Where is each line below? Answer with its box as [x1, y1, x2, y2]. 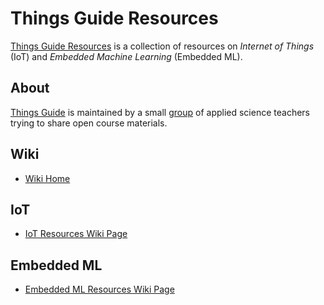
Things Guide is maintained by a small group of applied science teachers [10, 106, 310, 118]
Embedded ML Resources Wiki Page [24, 283, 175, 296]
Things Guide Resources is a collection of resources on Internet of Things [10, 40, 315, 52]
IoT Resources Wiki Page [24, 228, 128, 240]
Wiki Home [24, 172, 71, 184]
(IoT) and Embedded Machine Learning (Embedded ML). [10, 50, 243, 62]
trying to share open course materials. [10, 117, 168, 129]
